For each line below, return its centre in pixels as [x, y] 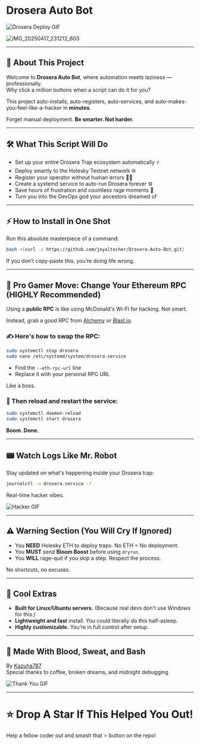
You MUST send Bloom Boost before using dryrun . [77, 551]
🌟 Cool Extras [32, 594]
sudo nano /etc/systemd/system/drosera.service [66, 356]
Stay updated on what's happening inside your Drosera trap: [80, 473]
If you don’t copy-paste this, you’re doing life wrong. [71, 261]
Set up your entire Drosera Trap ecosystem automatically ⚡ [87, 162]
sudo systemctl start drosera [44, 419]
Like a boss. [21, 386]
